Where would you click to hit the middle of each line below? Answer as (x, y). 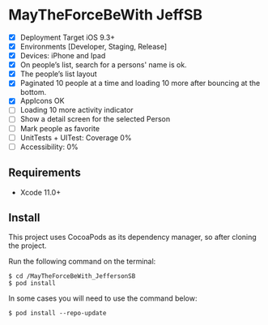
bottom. (33, 92)
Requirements (45, 173)
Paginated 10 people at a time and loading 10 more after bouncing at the (140, 83)
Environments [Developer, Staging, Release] (94, 47)
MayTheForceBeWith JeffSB (106, 15)
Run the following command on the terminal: (82, 262)
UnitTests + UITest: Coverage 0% (76, 137)
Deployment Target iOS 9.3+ (68, 37)
